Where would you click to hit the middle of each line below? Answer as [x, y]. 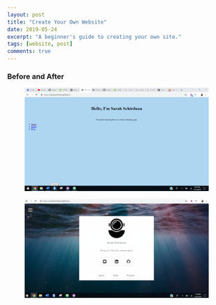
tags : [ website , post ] [40, 44]
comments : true [29, 51]
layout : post [26, 15]
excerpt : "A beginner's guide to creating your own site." [94, 37]
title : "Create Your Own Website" [57, 22]
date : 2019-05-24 [32, 29]
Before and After [36, 76]
